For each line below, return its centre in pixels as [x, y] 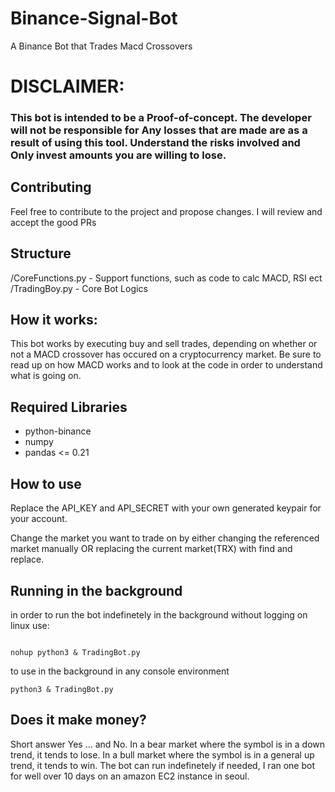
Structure [41, 253]
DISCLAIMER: [67, 86]
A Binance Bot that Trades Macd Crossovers [101, 46]
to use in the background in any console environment [120, 671]
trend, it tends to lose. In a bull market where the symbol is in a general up [162, 754]
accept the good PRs [53, 222]
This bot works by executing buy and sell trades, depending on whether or [164, 344]
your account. [39, 519]
